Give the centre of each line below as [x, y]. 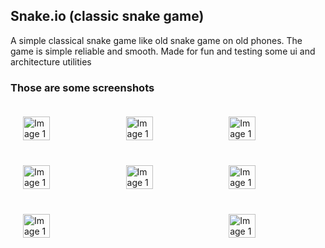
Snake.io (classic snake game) [107, 16]
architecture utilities [51, 61]
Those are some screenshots [82, 87]
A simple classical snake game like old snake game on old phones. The [156, 40]
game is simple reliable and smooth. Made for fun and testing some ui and [163, 51]
